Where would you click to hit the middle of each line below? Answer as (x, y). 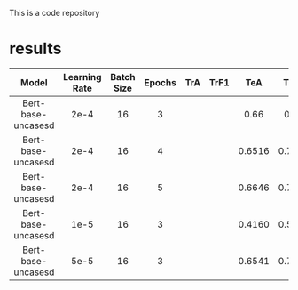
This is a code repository (55, 13)
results (35, 49)
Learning (82, 77)
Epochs (161, 82)
